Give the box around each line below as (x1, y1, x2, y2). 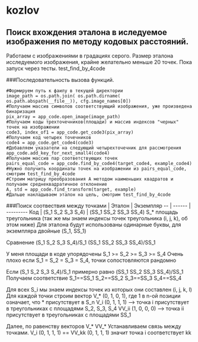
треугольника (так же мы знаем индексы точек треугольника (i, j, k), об (6, 215, 188, 221)
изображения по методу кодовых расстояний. (6, 36, 189, 46)
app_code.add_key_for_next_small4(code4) (6, 150, 110, 156)
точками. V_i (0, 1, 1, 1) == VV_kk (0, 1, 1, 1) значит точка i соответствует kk (6, 329, 191, 336)
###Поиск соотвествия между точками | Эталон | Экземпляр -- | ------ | (6, 202, 191, 209)
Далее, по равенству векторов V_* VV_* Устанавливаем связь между (6, 323, 182, 330)
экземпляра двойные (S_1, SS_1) (6, 227, 87, 235)
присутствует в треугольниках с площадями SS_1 (6, 311, 132, 318)
